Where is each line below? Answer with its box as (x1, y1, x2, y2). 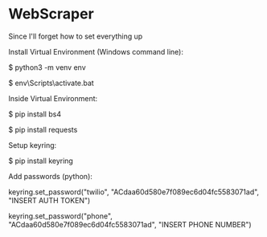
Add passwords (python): (8, 171, 92, 181)
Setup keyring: (8, 140, 57, 149)
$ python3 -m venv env (8, 62, 86, 72)
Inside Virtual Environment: (8, 93, 98, 103)
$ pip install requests (8, 125, 78, 134)
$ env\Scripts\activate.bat (8, 78, 94, 88)
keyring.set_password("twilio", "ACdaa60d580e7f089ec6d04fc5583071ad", (8, 186, 260, 197)
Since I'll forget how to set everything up (8, 31, 143, 41)
